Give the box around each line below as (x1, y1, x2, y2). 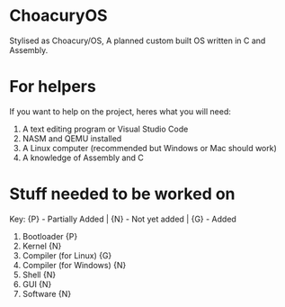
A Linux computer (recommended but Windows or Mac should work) (22, 142, 277, 153)
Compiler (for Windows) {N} (22, 259, 127, 270)
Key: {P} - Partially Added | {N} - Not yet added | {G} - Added (9, 213, 236, 224)
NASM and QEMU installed (22, 132, 122, 144)
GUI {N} (22, 278, 52, 289)
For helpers (9, 77, 96, 97)
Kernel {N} (22, 240, 62, 251)
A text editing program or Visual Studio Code (22, 123, 189, 134)
